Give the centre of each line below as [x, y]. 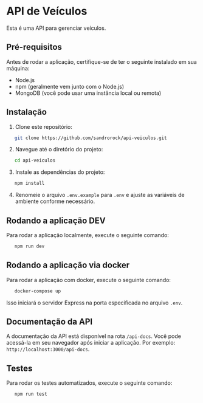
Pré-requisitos [34, 47]
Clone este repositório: [44, 126]
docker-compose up [38, 291]
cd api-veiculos [35, 160]
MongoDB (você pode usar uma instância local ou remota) [88, 93]
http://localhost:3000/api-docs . [48, 349]
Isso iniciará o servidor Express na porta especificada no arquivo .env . [95, 303]
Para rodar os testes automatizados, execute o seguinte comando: [89, 383]
